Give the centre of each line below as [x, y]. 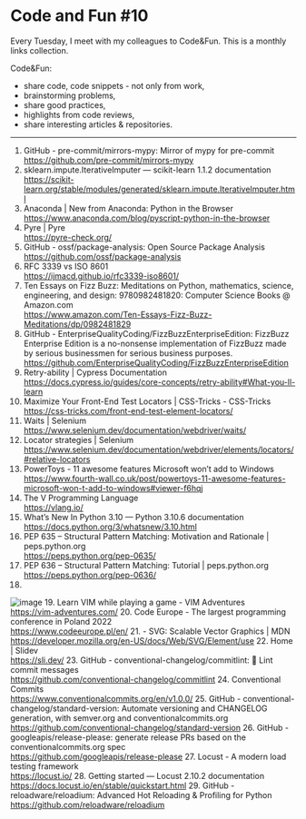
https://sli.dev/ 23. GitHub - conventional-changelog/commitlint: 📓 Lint [142, 660]
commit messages [45, 669]
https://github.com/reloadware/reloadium [88, 804]
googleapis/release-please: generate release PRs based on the [128, 737]
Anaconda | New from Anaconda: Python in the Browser [128, 208]
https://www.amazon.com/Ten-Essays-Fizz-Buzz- [118, 314]
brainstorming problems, [69, 95]
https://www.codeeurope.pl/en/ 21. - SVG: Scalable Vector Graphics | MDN [150, 631]
